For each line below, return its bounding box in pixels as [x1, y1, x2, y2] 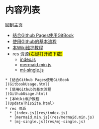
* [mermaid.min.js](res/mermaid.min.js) [9, 115, 95, 120]
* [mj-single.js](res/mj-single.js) [9, 119, 86, 124]
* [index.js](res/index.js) [9, 110, 68, 115]
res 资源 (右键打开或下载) [12, 50, 63, 57]
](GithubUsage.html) [5, 91, 48, 96]
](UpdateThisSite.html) [5, 101, 55, 106]
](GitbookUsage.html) [5, 82, 50, 86]
